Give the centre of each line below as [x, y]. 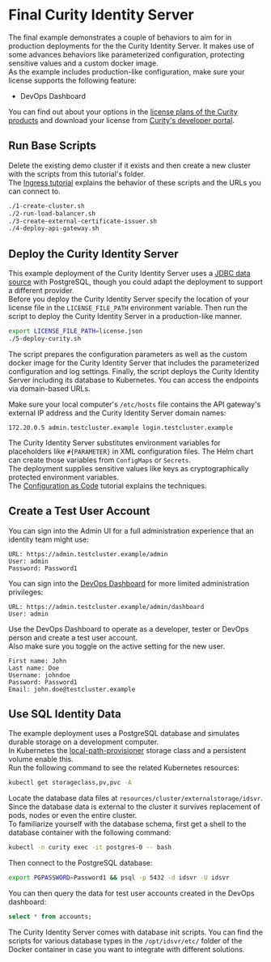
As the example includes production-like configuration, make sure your [127, 71]
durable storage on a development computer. [84, 742]
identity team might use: [49, 539]
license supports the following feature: [72, 80]
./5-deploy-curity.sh [45, 338]
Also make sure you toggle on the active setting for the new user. [117, 646]
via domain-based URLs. [49, 388]
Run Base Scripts [53, 146]
